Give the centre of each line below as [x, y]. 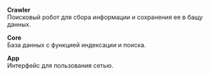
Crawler [19, 10]
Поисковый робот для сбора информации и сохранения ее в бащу [105, 17]
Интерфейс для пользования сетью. [60, 65]
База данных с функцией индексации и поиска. [77, 45]
